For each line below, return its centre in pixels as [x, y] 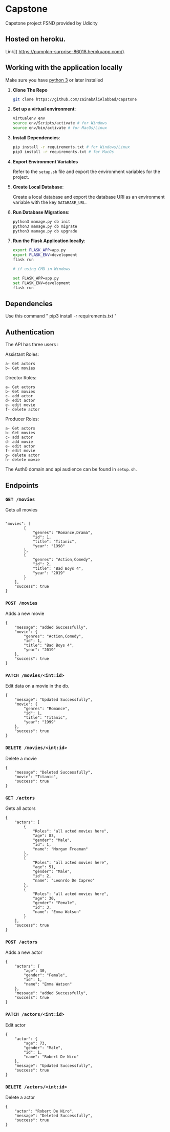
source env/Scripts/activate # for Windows [60, 123]
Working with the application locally [64, 68]
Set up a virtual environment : [44, 109]
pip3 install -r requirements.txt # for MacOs [63, 152]
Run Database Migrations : [41, 212]
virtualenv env [29, 118]
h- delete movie [23, 460]
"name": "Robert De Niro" [51, 1057]
